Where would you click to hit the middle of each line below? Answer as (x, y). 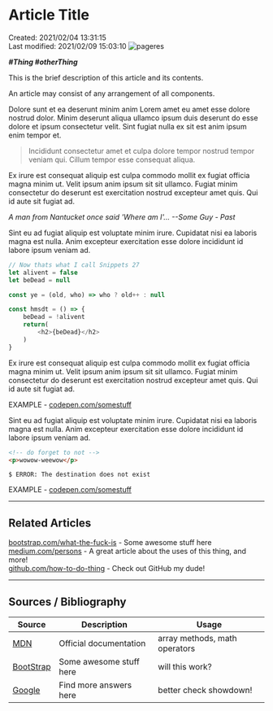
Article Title (49, 15)
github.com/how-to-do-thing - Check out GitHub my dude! (107, 569)
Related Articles (50, 523)
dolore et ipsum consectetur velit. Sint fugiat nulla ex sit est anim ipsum (128, 126)
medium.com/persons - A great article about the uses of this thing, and (127, 552)
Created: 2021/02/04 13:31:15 (58, 37)
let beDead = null (39, 280)
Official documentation (102, 643)
